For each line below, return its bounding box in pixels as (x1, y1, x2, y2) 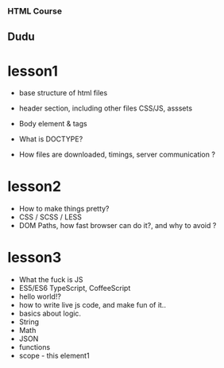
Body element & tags (18, 119, 88, 129)
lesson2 (7, 177, 61, 196)
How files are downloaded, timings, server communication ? (18, 149, 216, 160)
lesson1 (7, 62, 59, 80)
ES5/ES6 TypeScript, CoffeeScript (18, 284, 131, 293)
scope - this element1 (18, 351, 90, 361)
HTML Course (7, 6, 63, 17)
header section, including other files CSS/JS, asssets (18, 103, 192, 113)
